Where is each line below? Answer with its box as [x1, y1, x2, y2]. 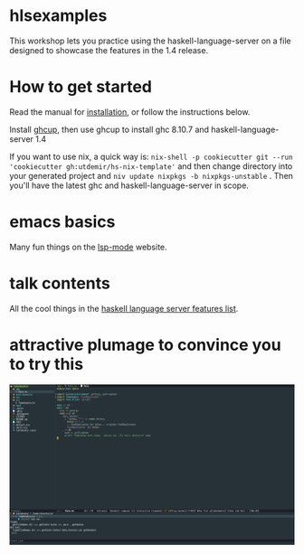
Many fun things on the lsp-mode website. [9, 241, 167, 252]
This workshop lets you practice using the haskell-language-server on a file [9, 35, 291, 46]
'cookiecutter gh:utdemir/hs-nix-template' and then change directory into [9, 160, 293, 172]
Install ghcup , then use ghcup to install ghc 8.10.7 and [9, 124, 210, 135]
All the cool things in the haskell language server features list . [9, 303, 239, 314]
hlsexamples [9, 5, 108, 26]
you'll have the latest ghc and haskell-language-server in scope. [9, 180, 249, 191]
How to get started [9, 77, 152, 98]
